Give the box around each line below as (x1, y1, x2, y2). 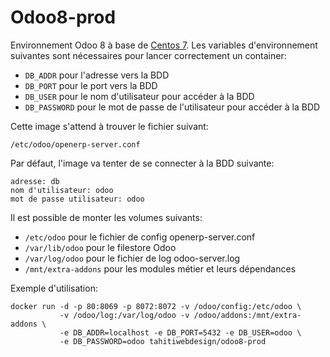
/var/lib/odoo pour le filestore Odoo (24, 241, 177, 253)
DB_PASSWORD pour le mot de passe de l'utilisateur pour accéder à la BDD (24, 101, 321, 113)
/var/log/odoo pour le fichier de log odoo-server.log (24, 252, 241, 264)
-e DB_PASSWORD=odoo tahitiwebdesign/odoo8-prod (59, 336, 267, 346)
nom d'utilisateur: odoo (10, 185, 114, 195)
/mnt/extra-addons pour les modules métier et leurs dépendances (24, 262, 297, 275)
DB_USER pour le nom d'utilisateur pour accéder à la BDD (24, 90, 255, 102)
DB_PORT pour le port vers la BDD (24, 79, 158, 91)
